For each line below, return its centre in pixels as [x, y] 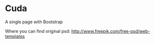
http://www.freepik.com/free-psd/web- [111, 31]
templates [15, 36]
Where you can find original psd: [38, 31]
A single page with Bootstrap [34, 22]
